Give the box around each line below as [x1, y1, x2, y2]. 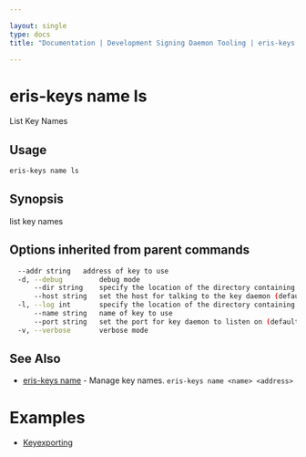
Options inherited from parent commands [9, 243, 250, 258]
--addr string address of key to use [17, 266, 169, 275]
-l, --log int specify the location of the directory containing [17, 300, 296, 310]
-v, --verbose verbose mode [17, 326, 148, 335]
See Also [9, 351, 61, 367]
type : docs [9, 29, 51, 39]
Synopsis [9, 192, 64, 207]
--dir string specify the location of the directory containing [33, 284, 296, 293]
